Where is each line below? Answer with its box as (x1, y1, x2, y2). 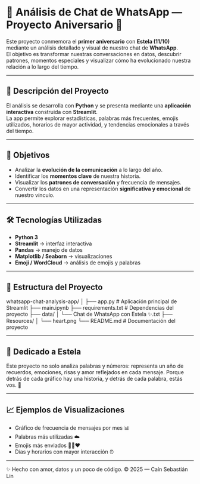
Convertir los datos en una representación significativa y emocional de (14, 185, 191, 192)
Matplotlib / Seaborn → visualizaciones (14, 253, 112, 260)
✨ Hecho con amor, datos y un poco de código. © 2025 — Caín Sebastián (6, 465, 189, 473)
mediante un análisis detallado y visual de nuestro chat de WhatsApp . (6, 44, 179, 51)
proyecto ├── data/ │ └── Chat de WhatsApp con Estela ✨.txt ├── (6, 310, 173, 318)
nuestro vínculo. (14, 191, 55, 199)
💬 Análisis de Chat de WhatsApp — (6, 5, 183, 19)
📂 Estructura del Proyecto (6, 282, 103, 292)
